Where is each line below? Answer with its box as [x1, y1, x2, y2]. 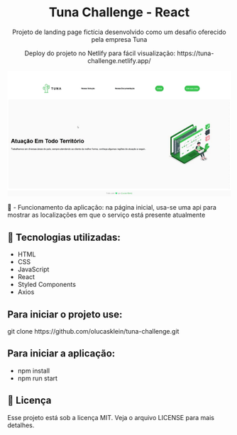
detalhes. [7, 421, 35, 429]
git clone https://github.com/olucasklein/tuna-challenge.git [7, 327, 180, 335]
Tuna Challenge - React [48, 4, 190, 21]
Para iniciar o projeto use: [7, 308, 123, 320]
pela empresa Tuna [91, 35, 148, 43]
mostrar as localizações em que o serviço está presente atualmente [7, 210, 206, 220]
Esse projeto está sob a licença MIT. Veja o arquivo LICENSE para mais [7, 413, 215, 422]
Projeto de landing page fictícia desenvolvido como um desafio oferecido [12, 28, 226, 36]
